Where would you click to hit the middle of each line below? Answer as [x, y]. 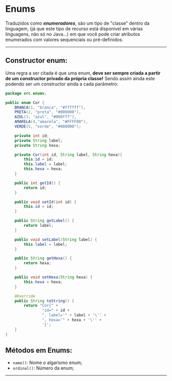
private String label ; [39, 140]
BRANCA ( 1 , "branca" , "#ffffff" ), [50, 107]
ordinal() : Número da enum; [43, 368]
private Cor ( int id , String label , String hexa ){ [69, 155]
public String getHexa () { [43, 258]
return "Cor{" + [41, 306]
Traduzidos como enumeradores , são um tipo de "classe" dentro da [78, 23]
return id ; [35, 188]
